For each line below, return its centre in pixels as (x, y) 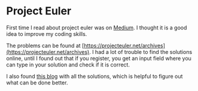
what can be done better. (37, 83)
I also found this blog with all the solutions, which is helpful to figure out (95, 76)
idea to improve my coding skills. (47, 34)
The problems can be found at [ (45, 45)
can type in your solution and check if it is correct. (68, 65)
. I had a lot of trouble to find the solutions (141, 51)
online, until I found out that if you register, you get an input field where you (99, 58)
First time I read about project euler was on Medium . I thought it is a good (97, 28)
